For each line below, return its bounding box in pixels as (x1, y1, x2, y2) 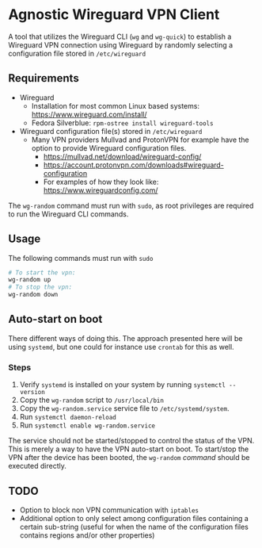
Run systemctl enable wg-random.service (19, 420, 156, 430)
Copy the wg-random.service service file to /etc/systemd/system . (19, 404, 230, 413)
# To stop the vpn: (8, 283, 73, 291)
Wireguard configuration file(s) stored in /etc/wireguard (19, 126, 203, 136)
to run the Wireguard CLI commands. (8, 209, 129, 219)
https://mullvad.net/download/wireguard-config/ (43, 151, 202, 161)
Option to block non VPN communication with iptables (19, 505, 199, 515)
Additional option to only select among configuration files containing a (19, 513, 249, 523)
